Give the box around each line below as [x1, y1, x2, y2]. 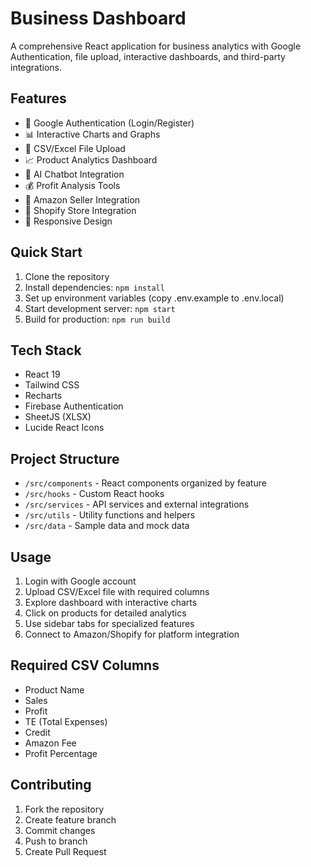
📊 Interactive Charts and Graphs [24, 128, 161, 140]
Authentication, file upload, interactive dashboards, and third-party [10, 50, 286, 62]
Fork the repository [24, 803, 105, 815]
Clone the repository [24, 270, 110, 282]
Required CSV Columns [10, 657, 160, 674]
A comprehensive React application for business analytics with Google [10, 40, 302, 52]
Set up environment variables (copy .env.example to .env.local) [24, 292, 285, 304]
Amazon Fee [24, 737, 77, 749]
